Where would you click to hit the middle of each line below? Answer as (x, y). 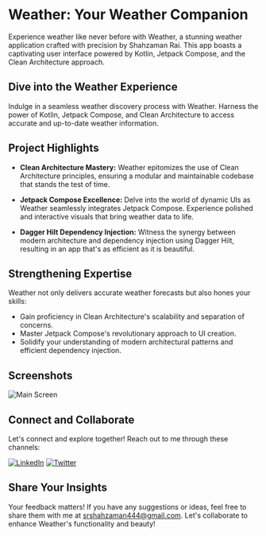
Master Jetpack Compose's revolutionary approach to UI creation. (128, 334)
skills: (17, 301)
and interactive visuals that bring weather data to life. (107, 216)
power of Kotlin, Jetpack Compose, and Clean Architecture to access (121, 115)
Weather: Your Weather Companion (128, 15)
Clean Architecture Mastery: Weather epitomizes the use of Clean (129, 167)
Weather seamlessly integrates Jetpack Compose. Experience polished (137, 208)
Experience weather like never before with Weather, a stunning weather (125, 37)
